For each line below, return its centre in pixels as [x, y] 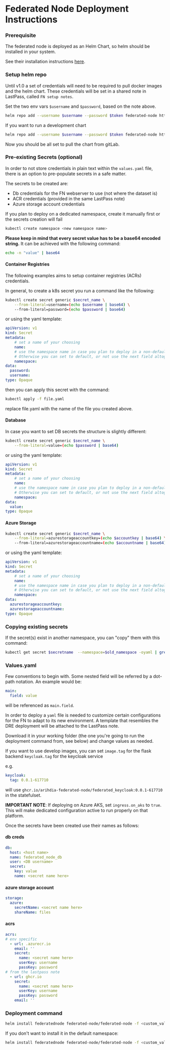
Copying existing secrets [37, 626]
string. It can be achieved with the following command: [63, 243]
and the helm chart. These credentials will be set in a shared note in [76, 91]
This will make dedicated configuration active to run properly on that [77, 810]
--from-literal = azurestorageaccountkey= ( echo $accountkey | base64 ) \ [90, 538]
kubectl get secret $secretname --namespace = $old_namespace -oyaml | [81, 652]
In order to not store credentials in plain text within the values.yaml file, [79, 168]
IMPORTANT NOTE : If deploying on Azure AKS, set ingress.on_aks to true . [83, 805]
